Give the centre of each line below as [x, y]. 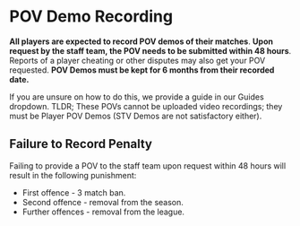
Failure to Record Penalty [81, 144]
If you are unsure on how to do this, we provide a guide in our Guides [137, 97]
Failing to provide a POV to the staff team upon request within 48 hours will [148, 165]
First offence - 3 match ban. [74, 192]
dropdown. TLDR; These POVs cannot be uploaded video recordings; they [146, 106]
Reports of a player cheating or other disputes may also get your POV [137, 60]
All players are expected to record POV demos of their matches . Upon [141, 41]
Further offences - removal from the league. [103, 212]
